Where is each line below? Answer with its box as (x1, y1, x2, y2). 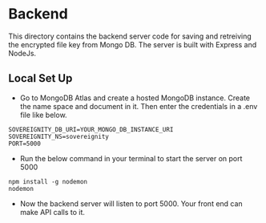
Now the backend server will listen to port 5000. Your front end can (19, 198, 243, 209)
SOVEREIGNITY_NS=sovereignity (8, 132, 110, 140)
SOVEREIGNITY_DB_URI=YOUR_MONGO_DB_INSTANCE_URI (8, 125, 174, 133)
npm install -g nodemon (8, 177, 88, 185)
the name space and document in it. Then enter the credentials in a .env (19, 101, 258, 111)
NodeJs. (8, 48, 37, 58)
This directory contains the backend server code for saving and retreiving (8, 31, 252, 41)
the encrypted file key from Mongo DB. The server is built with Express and (8, 39, 257, 49)
